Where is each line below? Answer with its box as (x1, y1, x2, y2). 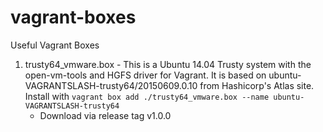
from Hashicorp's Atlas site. (199, 79, 315, 91)
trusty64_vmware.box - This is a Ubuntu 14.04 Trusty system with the (24, 58, 312, 70)
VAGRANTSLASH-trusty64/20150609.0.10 (24, 79, 198, 91)
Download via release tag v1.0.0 (39, 109, 172, 121)
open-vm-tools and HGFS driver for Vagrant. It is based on (24, 69, 267, 81)
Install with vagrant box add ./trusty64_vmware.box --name (24, 90, 270, 102)
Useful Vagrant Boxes (10, 39, 100, 51)
